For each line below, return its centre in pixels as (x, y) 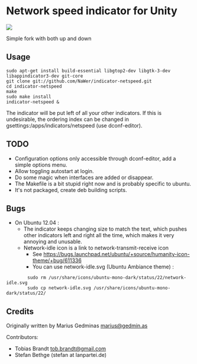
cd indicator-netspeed (34, 86)
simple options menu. (41, 165)
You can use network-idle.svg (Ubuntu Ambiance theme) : (103, 267)
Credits (20, 312)
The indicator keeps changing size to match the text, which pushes (105, 229)
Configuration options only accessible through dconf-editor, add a (95, 158)
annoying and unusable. (53, 242)
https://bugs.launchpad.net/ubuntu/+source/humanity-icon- (117, 254)
